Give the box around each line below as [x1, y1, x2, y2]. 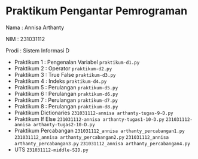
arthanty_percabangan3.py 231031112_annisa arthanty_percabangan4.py [14, 141, 191, 146]
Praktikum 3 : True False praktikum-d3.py [14, 71, 116, 78]
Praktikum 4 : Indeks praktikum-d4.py [14, 77, 107, 85]
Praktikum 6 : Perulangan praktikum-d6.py [14, 90, 118, 97]
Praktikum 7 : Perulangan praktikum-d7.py [14, 96, 118, 104]
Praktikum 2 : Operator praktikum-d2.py [14, 64, 112, 72]
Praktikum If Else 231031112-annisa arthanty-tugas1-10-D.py [14, 115, 165, 123]
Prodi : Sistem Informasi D [5, 46, 70, 54]
